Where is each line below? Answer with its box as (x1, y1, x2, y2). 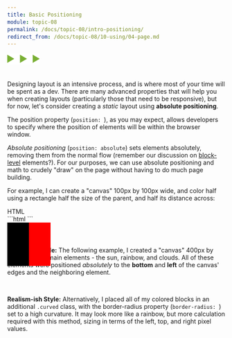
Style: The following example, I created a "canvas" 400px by (39, 246, 213, 255)
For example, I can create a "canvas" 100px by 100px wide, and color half (7, 187, 217, 195)
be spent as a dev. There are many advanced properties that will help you (7, 87, 217, 96)
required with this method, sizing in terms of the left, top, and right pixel (7, 317, 211, 326)
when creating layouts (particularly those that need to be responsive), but (7, 94, 217, 103)
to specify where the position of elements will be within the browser (7, 123, 201, 131)
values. (7, 325, 28, 333)
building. (7, 174, 33, 182)
